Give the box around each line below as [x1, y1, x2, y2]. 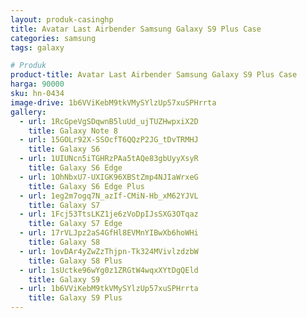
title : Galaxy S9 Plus [28, 293, 123, 303]
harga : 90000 [10, 79, 65, 90]
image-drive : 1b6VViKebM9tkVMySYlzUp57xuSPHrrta [10, 97, 217, 108]
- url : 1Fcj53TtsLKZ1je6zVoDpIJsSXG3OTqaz [19, 209, 199, 220]
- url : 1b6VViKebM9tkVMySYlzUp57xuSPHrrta [19, 284, 199, 294]
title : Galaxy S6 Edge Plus [28, 181, 145, 191]
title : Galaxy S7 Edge [28, 219, 123, 229]
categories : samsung [10, 33, 97, 43]
